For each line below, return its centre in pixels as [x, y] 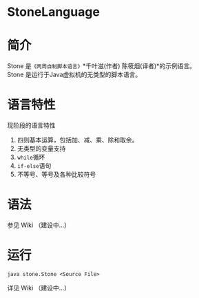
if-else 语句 [34, 166]
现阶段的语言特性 [31, 125]
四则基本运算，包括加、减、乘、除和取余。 [77, 140]
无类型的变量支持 [41, 149]
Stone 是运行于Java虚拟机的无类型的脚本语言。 [74, 75]
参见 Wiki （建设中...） [39, 225]
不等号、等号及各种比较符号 [56, 174]
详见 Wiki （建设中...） [39, 288]
